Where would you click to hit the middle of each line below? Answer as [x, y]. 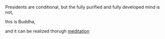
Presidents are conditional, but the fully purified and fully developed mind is [82, 7]
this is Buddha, [20, 22]
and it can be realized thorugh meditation [47, 31]
